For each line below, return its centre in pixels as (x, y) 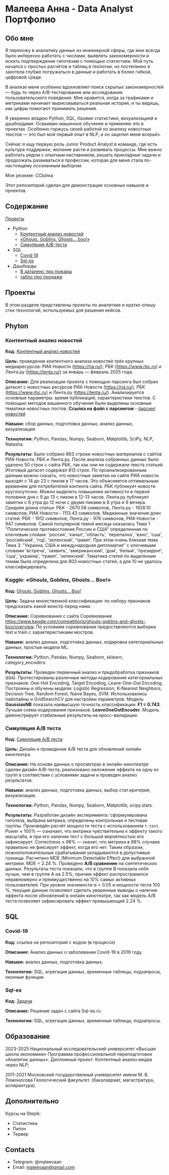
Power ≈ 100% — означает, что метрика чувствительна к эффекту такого (84, 831)
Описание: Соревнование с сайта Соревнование (59, 616)
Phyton (17, 326)
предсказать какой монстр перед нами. (48, 606)
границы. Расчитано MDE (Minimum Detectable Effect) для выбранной (80, 858)
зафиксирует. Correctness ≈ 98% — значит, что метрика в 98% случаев (82, 841)
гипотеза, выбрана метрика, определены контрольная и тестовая (76, 820)
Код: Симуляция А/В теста (34, 739)
